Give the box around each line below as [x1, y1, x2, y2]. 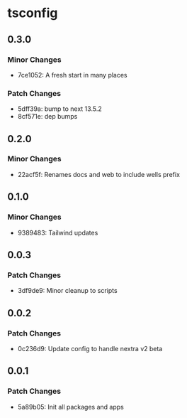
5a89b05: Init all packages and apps [17, 402, 124, 411]
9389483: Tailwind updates [17, 228, 98, 237]
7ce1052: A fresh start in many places [17, 70, 127, 79]
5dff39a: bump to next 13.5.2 [17, 104, 102, 113]
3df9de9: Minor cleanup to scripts [17, 286, 118, 295]
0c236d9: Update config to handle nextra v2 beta [17, 344, 163, 353]
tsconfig [7, 5, 58, 21]
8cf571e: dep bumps [17, 112, 78, 121]
